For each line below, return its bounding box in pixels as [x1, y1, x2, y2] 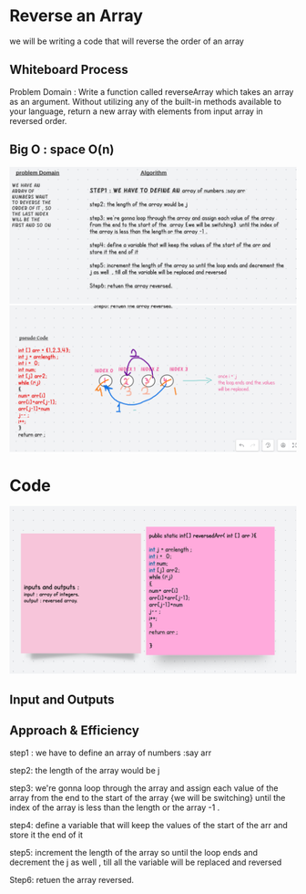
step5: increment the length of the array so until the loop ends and [9, 847, 258, 858]
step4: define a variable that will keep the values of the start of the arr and [9, 819, 289, 830]
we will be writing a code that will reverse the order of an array [9, 36, 244, 47]
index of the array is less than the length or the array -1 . [9, 802, 220, 813]
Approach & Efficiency [9, 722, 139, 739]
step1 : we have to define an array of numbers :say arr [9, 747, 212, 758]
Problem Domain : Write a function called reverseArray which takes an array [9, 86, 294, 97]
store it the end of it [9, 829, 84, 840]
